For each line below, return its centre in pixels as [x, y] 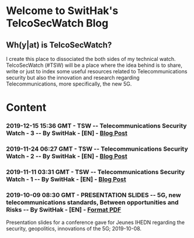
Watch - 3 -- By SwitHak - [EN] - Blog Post [67, 133]
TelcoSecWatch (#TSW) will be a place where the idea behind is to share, [94, 65]
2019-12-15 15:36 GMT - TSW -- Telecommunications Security [96, 126]
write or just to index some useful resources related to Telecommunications [97, 71]
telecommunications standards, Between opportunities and [93, 202]
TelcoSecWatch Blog [57, 23]
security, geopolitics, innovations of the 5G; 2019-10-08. [74, 229]
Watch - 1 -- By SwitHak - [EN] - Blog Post [66, 179]
